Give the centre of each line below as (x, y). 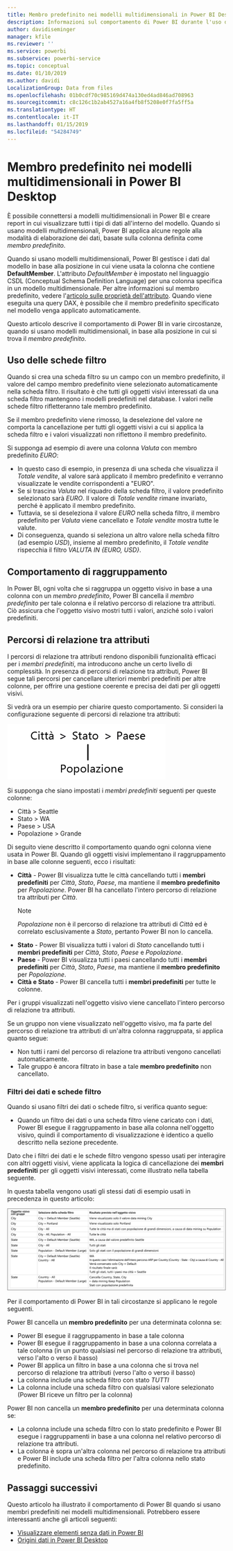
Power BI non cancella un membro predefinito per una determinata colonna (115, 1408)
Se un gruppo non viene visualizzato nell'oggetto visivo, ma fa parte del (110, 1023)
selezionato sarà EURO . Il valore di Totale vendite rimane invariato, (112, 498)
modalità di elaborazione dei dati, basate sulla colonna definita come (105, 238)
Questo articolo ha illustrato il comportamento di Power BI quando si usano (114, 1505)
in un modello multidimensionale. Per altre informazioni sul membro (103, 288)
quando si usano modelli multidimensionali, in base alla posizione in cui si (112, 331)
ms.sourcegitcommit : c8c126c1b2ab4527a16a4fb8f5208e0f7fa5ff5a (101, 103)
